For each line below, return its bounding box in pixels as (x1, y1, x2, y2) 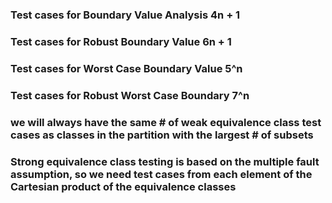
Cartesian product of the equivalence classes (10, 179, 237, 193)
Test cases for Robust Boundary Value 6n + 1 (10, 34, 232, 48)
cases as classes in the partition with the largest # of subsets (10, 128, 314, 142)
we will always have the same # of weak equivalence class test (10, 115, 322, 129)
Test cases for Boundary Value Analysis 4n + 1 (10, 8, 241, 22)
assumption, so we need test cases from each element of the (10, 167, 313, 181)
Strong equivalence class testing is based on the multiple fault (10, 154, 320, 168)
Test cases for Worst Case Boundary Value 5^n (10, 61, 243, 75)
